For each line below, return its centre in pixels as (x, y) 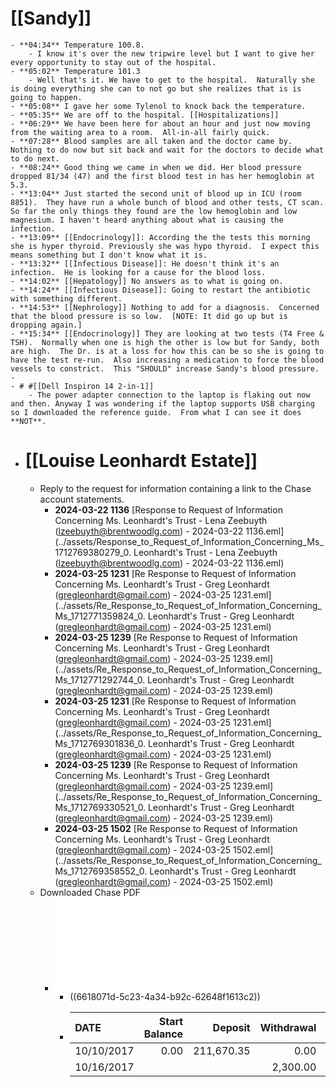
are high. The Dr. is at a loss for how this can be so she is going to (167, 351)
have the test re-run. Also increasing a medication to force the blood (167, 360)
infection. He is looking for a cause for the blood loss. (138, 272)
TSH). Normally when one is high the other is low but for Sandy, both (165, 342)
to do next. (35, 158)
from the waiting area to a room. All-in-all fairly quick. (140, 132)
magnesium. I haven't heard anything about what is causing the (147, 220)
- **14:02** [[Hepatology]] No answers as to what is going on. (147, 281)
